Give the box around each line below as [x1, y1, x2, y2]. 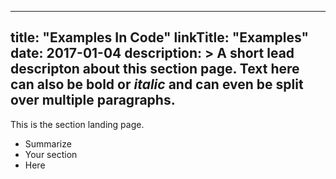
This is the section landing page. [10, 118, 145, 130]
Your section [24, 148, 78, 160]
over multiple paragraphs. [10, 92, 176, 109]
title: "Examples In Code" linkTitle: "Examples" [10, 29, 310, 46]
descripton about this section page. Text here [10, 61, 300, 78]
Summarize [24, 137, 72, 150]
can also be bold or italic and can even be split [10, 76, 304, 93]
